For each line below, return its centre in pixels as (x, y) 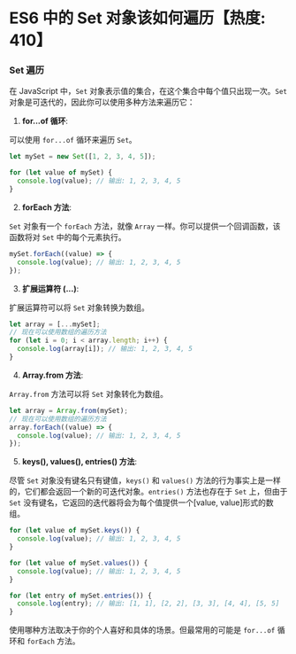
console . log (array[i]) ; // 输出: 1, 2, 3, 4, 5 (105, 349)
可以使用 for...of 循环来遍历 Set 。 (73, 140)
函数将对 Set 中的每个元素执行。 (68, 237)
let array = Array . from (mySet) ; (68, 410)
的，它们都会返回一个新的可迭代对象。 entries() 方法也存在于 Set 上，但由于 (148, 492)
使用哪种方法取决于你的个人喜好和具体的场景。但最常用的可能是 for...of (142, 630)
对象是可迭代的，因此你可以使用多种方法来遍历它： (102, 102)
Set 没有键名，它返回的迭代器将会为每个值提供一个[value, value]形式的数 (141, 502)
